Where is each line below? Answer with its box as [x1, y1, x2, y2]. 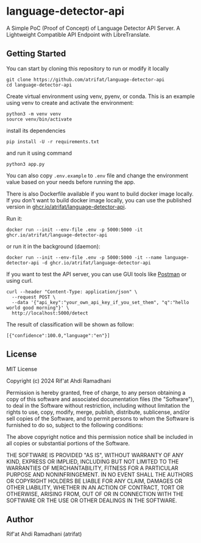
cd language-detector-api [6, 82, 72, 88]
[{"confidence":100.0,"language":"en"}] [6, 332, 111, 339]
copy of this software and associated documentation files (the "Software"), [6, 395, 195, 403]
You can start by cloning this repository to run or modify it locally [6, 65, 169, 72]
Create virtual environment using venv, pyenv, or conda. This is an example [6, 93, 195, 100]
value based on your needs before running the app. [6, 178, 135, 185]
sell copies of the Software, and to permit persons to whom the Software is [6, 414, 195, 422]
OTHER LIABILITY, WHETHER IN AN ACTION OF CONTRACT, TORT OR [6, 483, 184, 491]
